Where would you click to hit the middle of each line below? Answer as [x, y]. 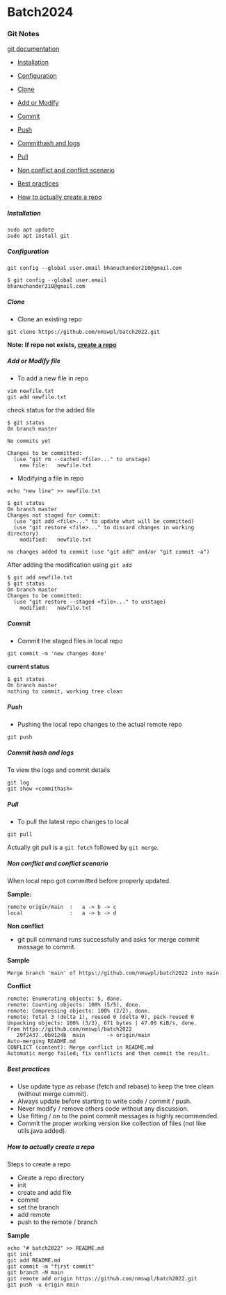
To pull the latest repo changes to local [73, 822]
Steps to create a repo [39, 1164]
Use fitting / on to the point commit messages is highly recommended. [118, 1116]
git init [20, 1255]
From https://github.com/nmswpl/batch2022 [70, 1029]
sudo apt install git [39, 236]
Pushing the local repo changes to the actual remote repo [99, 725]
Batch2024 [40, 12]
